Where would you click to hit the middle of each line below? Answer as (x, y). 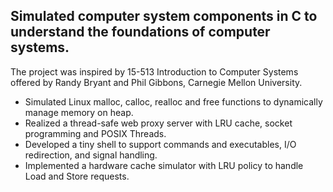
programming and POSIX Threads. (95, 133)
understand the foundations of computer (140, 32)
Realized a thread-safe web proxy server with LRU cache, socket (158, 123)
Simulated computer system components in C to (164, 16)
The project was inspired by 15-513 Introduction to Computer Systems (154, 71)
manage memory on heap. (79, 112)
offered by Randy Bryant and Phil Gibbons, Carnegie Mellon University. (156, 82)
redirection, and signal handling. (91, 155)
